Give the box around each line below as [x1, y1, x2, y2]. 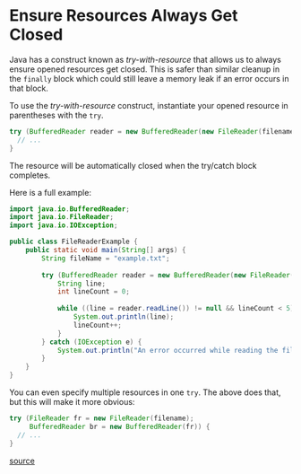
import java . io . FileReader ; [9, 213, 115, 222]
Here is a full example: [9, 187, 92, 197]
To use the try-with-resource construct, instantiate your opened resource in [9, 100, 288, 110]
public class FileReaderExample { [9, 237, 139, 247]
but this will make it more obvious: [9, 397, 135, 408]
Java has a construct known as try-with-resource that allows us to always [9, 54, 282, 65]
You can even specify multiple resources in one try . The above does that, [9, 387, 281, 398]
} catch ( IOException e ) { [41, 338, 142, 347]
